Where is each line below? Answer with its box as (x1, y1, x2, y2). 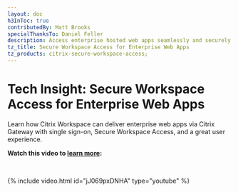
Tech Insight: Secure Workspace (7, 81, 205, 97)
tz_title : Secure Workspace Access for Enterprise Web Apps (7, 44, 190, 51)
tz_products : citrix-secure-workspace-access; (7, 51, 148, 58)
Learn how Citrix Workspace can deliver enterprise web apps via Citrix (7, 119, 215, 128)
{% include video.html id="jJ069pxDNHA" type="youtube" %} (7, 176, 190, 185)
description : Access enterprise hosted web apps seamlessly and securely (7, 37, 232, 44)
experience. (7, 135, 43, 143)
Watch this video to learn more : (7, 148, 103, 157)
